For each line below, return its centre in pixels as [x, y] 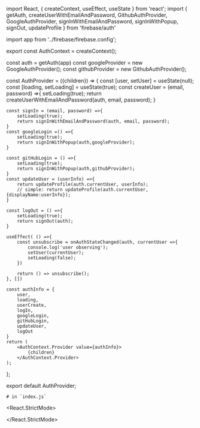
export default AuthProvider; [41, 386]
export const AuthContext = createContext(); [61, 51]
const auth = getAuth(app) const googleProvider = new [75, 63]
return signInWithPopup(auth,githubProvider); [76, 169]
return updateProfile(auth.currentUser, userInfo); [83, 184]
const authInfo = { [31, 289]
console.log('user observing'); [68, 247]
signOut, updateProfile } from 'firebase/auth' [61, 28]
